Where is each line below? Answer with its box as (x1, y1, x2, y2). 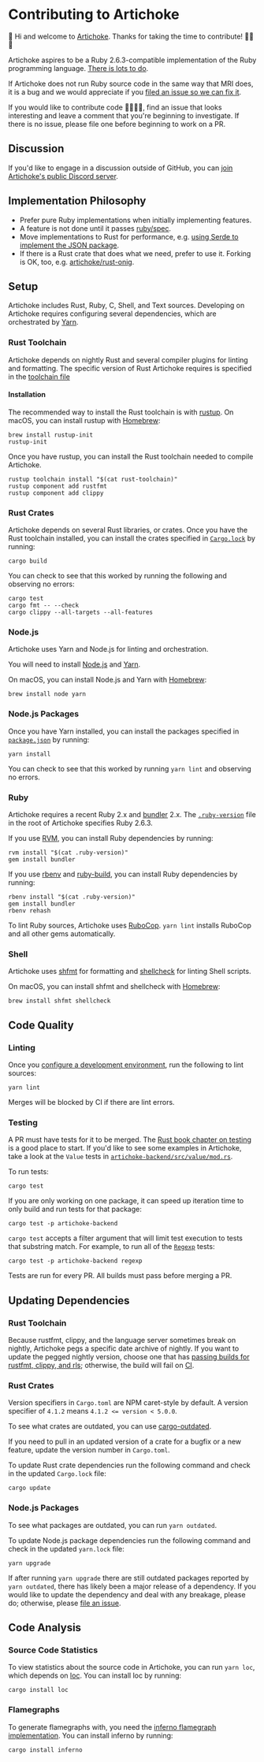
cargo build (8, 557, 47, 565)
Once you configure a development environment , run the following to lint (8, 1060, 244, 1069)
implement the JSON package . (19, 240, 120, 250)
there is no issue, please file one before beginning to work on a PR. (8, 119, 226, 128)
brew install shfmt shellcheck (8, 997, 111, 1006)
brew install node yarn (8, 690, 87, 698)
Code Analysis (8, 1621, 81, 1634)
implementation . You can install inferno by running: (8, 1730, 173, 1740)
